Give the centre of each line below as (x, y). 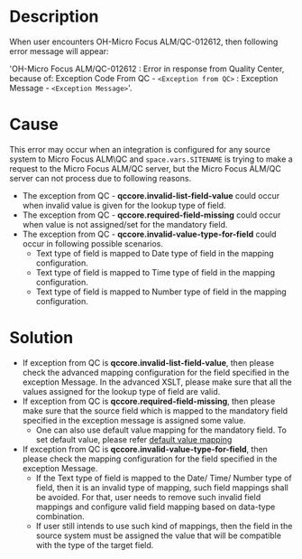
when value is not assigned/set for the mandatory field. (125, 224)
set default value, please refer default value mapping (134, 439)
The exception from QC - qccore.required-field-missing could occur (151, 215)
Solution (41, 338)
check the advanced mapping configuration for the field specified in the (156, 372)
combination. (60, 516)
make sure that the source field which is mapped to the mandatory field (155, 410)
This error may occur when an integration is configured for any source (140, 149)
